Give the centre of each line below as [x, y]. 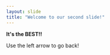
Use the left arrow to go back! [43, 46]
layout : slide [24, 12]
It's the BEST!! [24, 34]
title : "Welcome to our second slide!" [56, 17]
